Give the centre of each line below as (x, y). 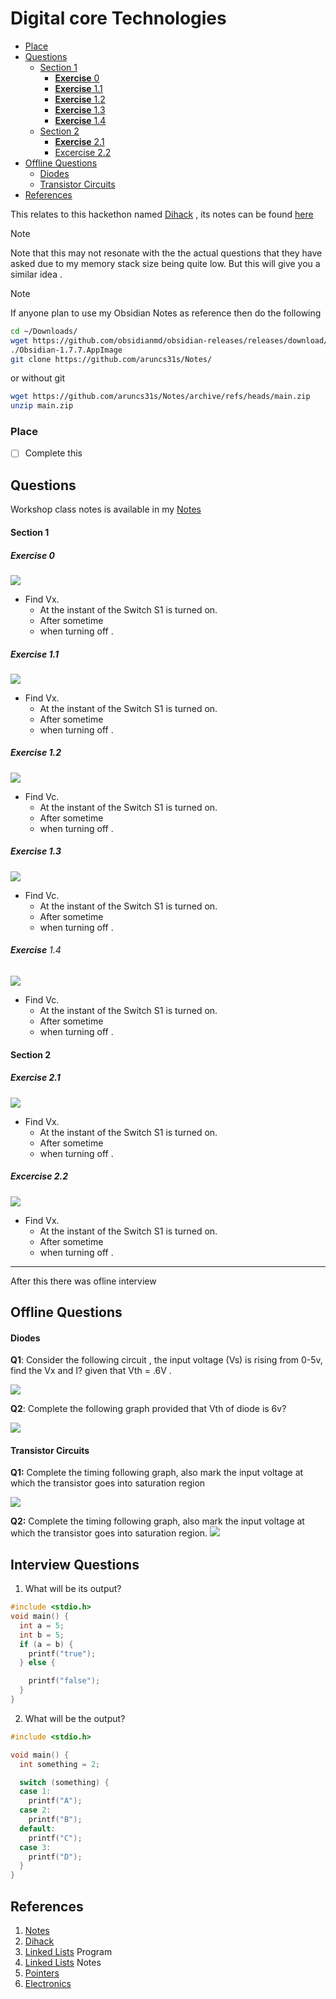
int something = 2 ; (60, 1764)
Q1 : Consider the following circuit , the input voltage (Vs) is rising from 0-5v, (166, 1360)
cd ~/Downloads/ (44, 331)
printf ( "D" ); (55, 1857)
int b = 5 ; (42, 1635)
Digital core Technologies (118, 18)
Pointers (42, 1973)
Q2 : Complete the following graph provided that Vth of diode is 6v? (148, 1409)
